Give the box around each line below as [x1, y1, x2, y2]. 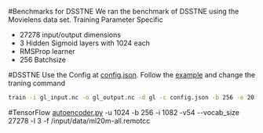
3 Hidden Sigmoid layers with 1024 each [19, 38, 151, 48]
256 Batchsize [19, 55, 67, 64]
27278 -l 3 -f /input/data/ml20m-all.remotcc [8, 116, 151, 125]
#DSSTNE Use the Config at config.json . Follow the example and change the [8, 70, 256, 79]
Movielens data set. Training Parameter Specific [8, 15, 163, 24]
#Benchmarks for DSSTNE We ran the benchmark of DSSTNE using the [8, 7, 239, 16]
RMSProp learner [19, 47, 76, 56]
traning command [8, 78, 65, 88]
